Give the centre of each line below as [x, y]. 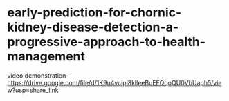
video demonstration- [38, 75]
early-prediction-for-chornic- [94, 13]
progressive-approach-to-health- [107, 42]
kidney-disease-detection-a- [93, 27]
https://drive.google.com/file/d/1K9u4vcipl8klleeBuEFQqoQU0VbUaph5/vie [114, 82]
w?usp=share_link [33, 90]
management [46, 57]
